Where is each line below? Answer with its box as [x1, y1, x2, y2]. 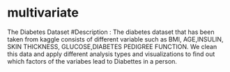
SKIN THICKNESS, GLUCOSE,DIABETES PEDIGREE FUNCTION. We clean [7, 42, 217, 51]
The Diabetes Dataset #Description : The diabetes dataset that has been [7, 28, 215, 36]
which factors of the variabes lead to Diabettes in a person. [7, 57, 178, 65]
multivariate [7, 5, 79, 21]
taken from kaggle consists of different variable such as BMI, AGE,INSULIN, [7, 35, 224, 43]
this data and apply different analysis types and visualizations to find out [7, 50, 215, 58]
